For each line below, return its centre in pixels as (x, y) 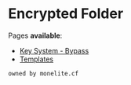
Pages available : (35, 35)
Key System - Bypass (54, 50)
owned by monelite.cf (44, 73)
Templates (36, 59)
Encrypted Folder (66, 14)
